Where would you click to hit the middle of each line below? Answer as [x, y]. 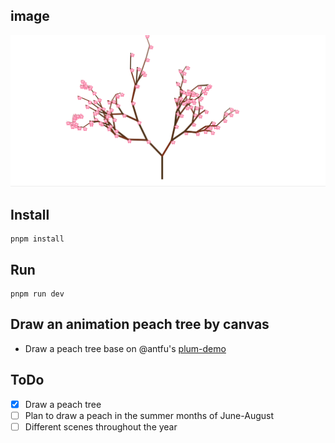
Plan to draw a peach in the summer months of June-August [149, 415]
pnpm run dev [37, 294]
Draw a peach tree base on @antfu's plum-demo [125, 348]
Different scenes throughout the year [101, 426]
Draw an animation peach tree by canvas [140, 324]
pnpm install [37, 239]
